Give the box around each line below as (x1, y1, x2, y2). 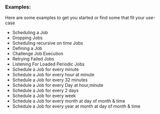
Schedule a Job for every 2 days (12, 88, 79, 94)
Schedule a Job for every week (12, 93, 76, 99)
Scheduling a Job (12, 30, 48, 36)
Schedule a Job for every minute (12, 66, 79, 72)
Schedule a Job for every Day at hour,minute (12, 82, 104, 88)
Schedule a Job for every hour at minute (12, 72, 95, 78)
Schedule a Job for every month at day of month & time (12, 98, 125, 104)
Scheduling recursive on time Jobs (12, 40, 83, 46)
